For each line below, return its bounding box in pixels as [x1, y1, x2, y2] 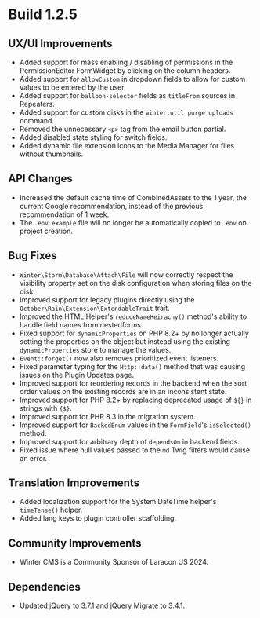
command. [19, 116, 55, 125]
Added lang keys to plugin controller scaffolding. [19, 514, 177, 523]
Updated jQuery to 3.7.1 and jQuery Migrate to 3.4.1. [19, 601, 186, 610]
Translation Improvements [8, 477, 139, 490]
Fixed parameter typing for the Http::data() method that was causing [19, 361, 246, 371]
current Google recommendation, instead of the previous [19, 201, 204, 210]
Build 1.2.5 [8, 5, 78, 24]
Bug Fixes [8, 249, 57, 262]
